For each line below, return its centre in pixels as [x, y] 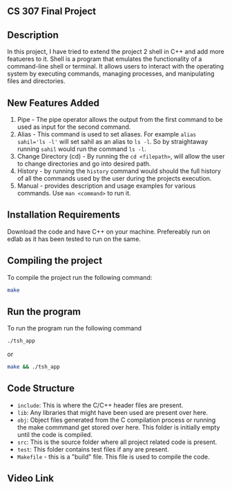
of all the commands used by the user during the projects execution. [114, 179]
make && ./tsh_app [33, 367]
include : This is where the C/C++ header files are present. [100, 405]
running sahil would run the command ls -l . [81, 149]
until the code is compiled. [55, 434]
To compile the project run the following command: [80, 277]
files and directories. [36, 81]
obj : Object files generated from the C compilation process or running [116, 420]
